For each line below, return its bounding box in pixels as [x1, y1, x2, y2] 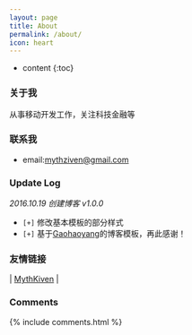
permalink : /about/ [9, 30, 83, 39]
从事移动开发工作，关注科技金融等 [9, 108, 135, 119]
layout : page [9, 13, 58, 22]
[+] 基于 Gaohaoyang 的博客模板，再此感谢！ [22, 228, 187, 239]
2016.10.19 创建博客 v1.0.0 [9, 198, 104, 209]
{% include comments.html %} [9, 316, 123, 327]
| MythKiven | [9, 274, 59, 285]
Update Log [9, 176, 61, 189]
